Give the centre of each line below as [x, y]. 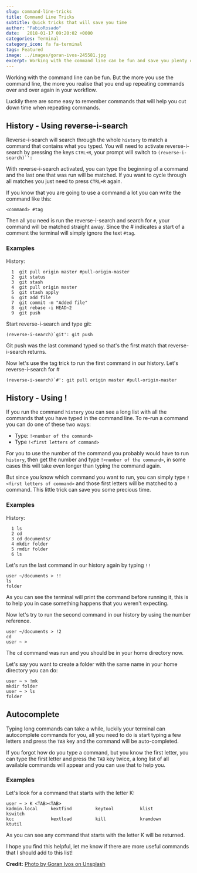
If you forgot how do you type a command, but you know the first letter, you [97, 752]
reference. [18, 621]
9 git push [26, 313]
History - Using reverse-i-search [67, 126]
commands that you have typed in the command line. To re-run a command [97, 418]
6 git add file [31, 297]
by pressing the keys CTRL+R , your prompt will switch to [90, 153]
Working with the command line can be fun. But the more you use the [90, 77]
